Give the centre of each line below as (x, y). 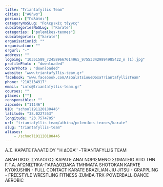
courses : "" (17, 91)
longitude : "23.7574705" (30, 118)
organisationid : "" (25, 41)
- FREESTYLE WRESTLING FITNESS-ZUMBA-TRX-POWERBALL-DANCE (77, 175)
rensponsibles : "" (24, 100)
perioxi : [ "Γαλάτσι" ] (27, 19)
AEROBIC (14, 180)
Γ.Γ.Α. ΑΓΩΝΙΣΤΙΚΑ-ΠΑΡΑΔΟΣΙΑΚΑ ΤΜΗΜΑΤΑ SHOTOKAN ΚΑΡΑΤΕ (73, 165)
